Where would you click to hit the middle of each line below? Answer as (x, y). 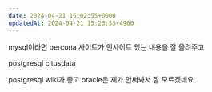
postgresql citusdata (42, 63)
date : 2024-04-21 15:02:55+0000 (62, 16)
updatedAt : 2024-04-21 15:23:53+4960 (71, 23)
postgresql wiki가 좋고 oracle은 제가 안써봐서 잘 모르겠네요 (101, 79)
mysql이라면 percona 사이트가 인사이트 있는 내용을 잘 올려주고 (106, 47)
